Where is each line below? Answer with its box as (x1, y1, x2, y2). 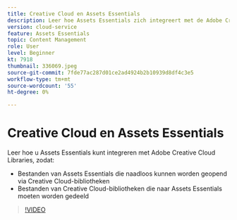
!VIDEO (24, 205, 46, 214)
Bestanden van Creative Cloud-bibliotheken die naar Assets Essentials (17, 184, 222, 193)
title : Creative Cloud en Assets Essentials (7, 10, 140, 18)
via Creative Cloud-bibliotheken (17, 177, 110, 186)
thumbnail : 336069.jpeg (7, 63, 78, 70)
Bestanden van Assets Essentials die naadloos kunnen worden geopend (17, 169, 227, 178)
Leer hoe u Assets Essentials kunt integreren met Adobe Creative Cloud (7, 148, 216, 157)
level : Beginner (7, 50, 55, 57)
